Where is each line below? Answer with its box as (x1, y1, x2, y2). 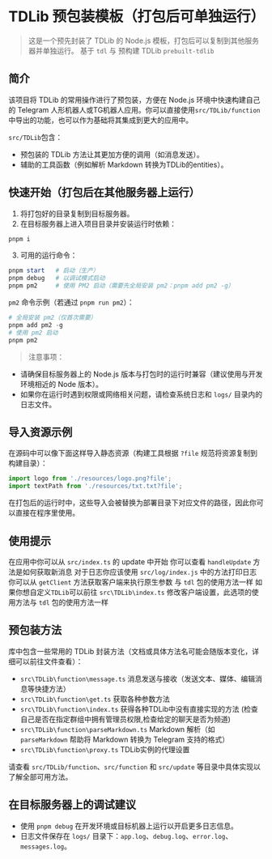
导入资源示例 (8, 425, 73, 439)
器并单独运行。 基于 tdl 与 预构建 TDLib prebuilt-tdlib (28, 45, 215, 55)
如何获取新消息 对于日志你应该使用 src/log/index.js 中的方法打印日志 (22, 567, 257, 576)
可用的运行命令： (19, 250, 78, 260)
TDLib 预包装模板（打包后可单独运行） (8, 7, 266, 26)
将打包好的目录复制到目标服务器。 (19, 208, 134, 219)
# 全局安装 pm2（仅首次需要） (8, 313, 97, 322)
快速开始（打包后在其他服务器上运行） (8, 185, 200, 199)
